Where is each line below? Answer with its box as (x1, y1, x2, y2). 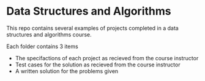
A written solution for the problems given (15, 67, 119, 74)
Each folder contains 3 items (6, 43, 78, 50)
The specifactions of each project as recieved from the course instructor (15, 54, 199, 62)
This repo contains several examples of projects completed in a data (6, 24, 179, 32)
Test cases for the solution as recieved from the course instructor (15, 61, 181, 68)
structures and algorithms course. (6, 30, 92, 38)
